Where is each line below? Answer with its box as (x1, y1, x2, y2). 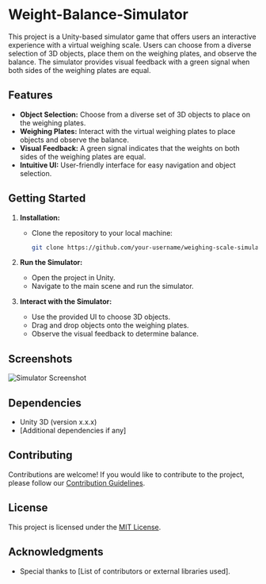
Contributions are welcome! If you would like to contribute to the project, (8, 470, 245, 479)
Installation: (19, 213, 61, 222)
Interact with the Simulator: (19, 297, 112, 306)
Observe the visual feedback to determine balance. (31, 329, 199, 339)
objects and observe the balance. (19, 135, 129, 144)
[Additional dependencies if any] (19, 426, 127, 436)
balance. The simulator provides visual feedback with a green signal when (8, 57, 250, 67)
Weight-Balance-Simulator (8, 6, 188, 24)
